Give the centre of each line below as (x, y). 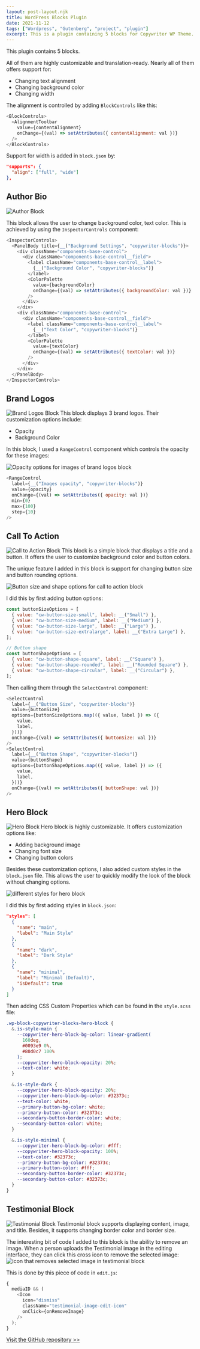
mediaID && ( (28, 1289)
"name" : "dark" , (37, 950)
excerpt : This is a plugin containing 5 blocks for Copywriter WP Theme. (100, 34)
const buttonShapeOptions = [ (44, 654)
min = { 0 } (21, 500)
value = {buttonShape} (37, 760)
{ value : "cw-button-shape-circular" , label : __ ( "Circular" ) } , (93, 670)
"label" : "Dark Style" (45, 956)
